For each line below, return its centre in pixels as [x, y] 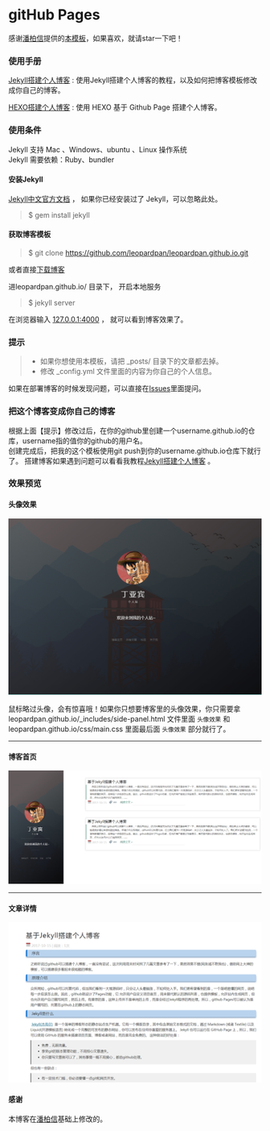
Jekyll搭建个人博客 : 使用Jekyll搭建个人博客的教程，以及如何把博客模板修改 [133, 80]
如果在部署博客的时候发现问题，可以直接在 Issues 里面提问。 [107, 389]
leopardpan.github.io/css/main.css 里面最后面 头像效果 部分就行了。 [119, 729]
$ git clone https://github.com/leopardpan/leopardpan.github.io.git [138, 252]
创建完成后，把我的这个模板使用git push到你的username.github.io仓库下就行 [135, 451]
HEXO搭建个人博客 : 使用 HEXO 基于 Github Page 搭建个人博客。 [115, 107]
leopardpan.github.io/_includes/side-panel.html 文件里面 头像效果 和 [119, 719]
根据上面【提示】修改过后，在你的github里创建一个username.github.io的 [129, 430]
